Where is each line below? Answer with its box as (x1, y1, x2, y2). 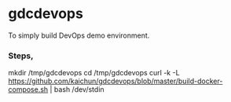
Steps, (8, 50, 34, 61)
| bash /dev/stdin (49, 85, 104, 94)
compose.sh (8, 85, 49, 94)
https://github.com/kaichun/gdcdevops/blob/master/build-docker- (8, 76, 223, 86)
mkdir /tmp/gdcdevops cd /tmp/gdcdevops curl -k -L (8, 68, 180, 78)
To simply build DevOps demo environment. (8, 31, 150, 40)
